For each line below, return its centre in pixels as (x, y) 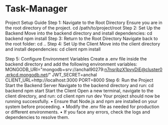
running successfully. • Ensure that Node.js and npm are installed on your (81, 101)
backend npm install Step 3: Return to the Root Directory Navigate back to (81, 38)
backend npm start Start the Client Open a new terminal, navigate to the (79, 90)
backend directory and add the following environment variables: (71, 64)
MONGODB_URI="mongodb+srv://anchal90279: (55, 69)
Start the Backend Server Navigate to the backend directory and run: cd (79, 85)
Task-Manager (36, 9)
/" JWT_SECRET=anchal (72, 74)
